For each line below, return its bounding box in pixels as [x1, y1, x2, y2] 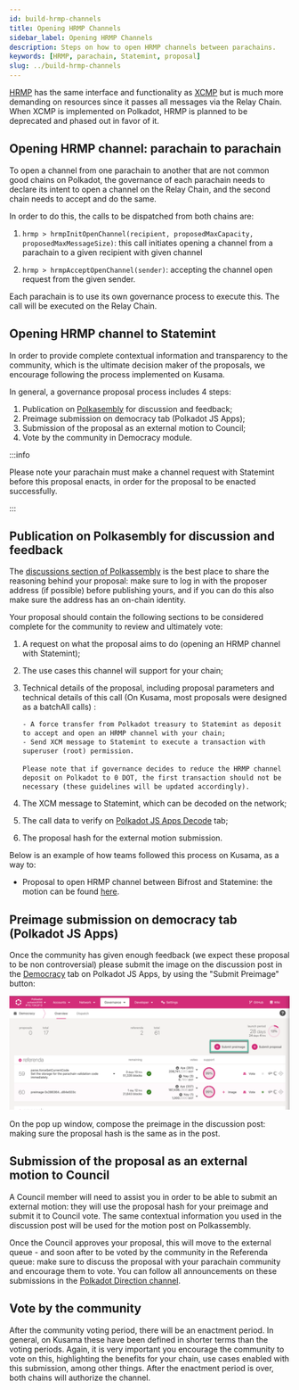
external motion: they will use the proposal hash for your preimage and [9, 1201, 269, 1212]
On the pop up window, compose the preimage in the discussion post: [9, 1119, 266, 1129]
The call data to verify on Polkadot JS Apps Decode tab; [21, 815, 229, 826]
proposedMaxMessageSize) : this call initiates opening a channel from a [21, 237, 273, 248]
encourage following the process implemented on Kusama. [9, 368, 225, 379]
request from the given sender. [21, 273, 136, 285]
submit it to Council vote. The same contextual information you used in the [9, 1210, 282, 1221]
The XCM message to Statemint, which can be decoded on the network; [21, 798, 287, 809]
